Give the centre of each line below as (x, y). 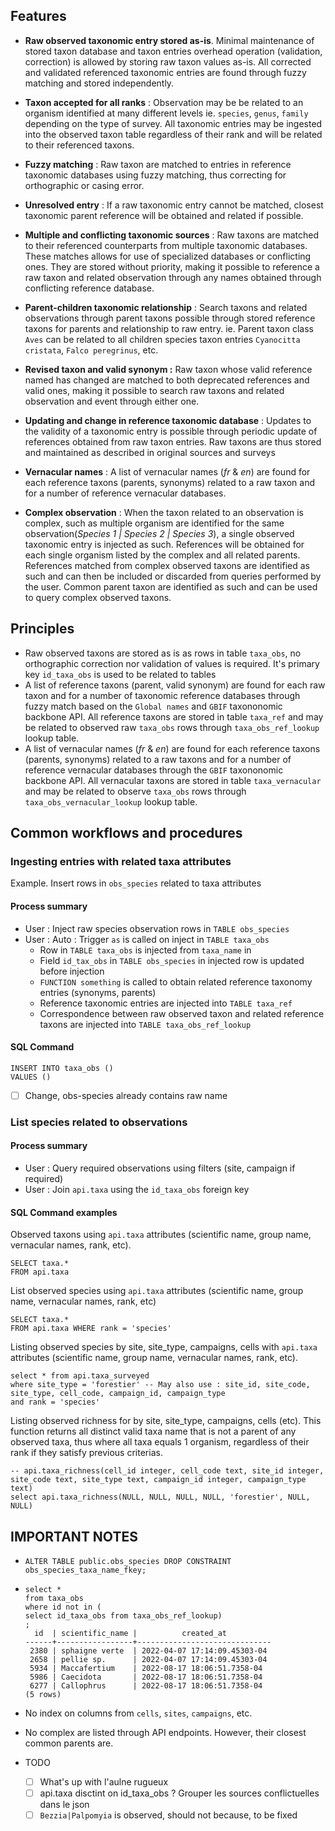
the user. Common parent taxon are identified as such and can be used (171, 586)
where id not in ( (63, 1607)
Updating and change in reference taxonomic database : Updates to (168, 420)
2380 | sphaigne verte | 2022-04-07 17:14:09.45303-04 (148, 1650)
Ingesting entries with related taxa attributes (121, 861)
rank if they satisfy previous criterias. (86, 1453)
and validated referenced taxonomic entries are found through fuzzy (165, 72)
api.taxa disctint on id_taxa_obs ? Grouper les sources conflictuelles (179, 1793)
